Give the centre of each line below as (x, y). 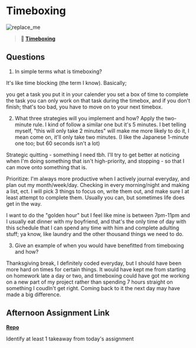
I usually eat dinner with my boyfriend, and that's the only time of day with (96, 221)
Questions (26, 57)
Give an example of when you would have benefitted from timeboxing (99, 245)
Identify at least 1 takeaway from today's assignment (70, 339)
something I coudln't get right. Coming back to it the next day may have (93, 288)
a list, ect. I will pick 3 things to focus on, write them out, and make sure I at (98, 191)
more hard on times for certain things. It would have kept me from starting (96, 269)
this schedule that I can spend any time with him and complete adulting (93, 228)
